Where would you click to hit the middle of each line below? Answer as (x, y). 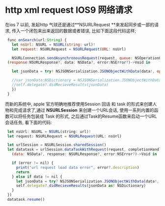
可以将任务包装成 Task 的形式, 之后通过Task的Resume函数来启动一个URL (83, 116)
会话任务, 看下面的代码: (29, 122)
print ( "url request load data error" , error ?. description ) (78, 167)
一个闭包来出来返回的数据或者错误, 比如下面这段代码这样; (78, 30)
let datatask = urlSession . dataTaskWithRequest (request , (67, 150)
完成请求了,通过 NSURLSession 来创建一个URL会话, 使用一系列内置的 (84, 110)
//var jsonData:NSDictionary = (44, 80)
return (23, 172)
